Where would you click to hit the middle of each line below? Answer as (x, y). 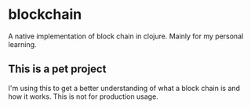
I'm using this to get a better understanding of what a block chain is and (124, 88)
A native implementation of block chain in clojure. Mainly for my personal (126, 36)
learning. (22, 44)
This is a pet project (57, 69)
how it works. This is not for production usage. (83, 96)
